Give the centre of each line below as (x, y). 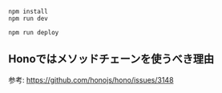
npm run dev (28, 18)
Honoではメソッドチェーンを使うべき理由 (111, 59)
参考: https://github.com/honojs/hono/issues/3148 (91, 79)
